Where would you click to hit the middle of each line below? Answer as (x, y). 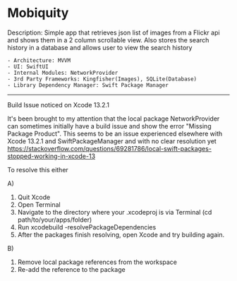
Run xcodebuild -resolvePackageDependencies (87, 227)
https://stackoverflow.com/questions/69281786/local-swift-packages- (109, 148)
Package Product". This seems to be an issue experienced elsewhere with (115, 133)
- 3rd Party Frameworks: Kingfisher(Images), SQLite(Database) (102, 79)
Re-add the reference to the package (71, 269)
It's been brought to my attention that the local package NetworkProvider (114, 119)
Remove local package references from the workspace (97, 262)
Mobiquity (38, 13)
